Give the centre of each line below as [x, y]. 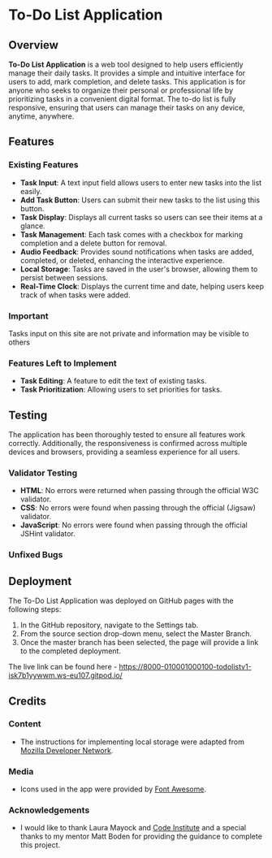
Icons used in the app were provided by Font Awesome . [113, 789]
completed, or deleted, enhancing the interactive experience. [122, 260]
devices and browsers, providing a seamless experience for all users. [124, 452]
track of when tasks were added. [75, 295]
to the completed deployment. [71, 651]
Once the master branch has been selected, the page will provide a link [139, 643]
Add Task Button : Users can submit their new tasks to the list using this [140, 200]
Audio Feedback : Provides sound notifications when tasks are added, [137, 251]
